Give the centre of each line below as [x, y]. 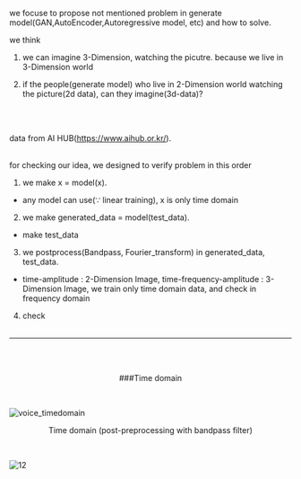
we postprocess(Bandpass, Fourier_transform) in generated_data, [144, 252]
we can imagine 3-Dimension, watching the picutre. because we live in [153, 57]
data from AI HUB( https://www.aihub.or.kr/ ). [90, 138]
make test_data [50, 235]
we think [25, 40]
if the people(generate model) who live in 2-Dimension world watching [153, 84]
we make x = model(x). [64, 182]
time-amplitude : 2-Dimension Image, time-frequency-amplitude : [143, 279]
